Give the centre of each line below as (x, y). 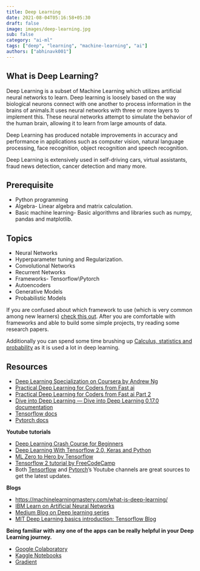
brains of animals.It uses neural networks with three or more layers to (93, 110)
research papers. (28, 330)
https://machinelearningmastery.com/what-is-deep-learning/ (91, 500)
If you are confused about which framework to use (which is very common (99, 310)
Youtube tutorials (29, 432)
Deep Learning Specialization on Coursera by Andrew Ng (87, 381)
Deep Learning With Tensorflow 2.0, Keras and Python (83, 450)
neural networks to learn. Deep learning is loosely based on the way (91, 97)
